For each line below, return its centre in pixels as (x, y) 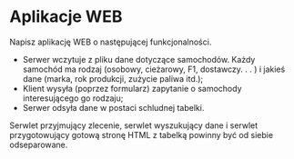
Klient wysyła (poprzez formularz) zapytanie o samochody (132, 88)
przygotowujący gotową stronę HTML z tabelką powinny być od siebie (142, 134)
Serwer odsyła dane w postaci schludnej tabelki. (113, 107)
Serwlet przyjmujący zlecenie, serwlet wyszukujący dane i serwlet (134, 125)
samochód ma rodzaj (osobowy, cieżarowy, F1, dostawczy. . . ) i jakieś (154, 69)
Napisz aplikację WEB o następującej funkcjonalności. (111, 42)
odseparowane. (39, 144)
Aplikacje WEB (66, 17)
